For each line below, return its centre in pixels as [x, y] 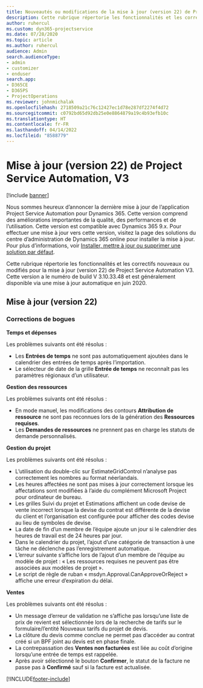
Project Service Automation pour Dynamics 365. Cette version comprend [97, 213]
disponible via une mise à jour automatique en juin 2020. [77, 283]
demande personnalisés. [46, 436]
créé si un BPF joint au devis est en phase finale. [75, 641]
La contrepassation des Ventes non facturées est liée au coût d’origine [104, 647]
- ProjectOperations [32, 96]
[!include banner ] [28, 195]
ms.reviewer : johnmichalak [40, 102]
